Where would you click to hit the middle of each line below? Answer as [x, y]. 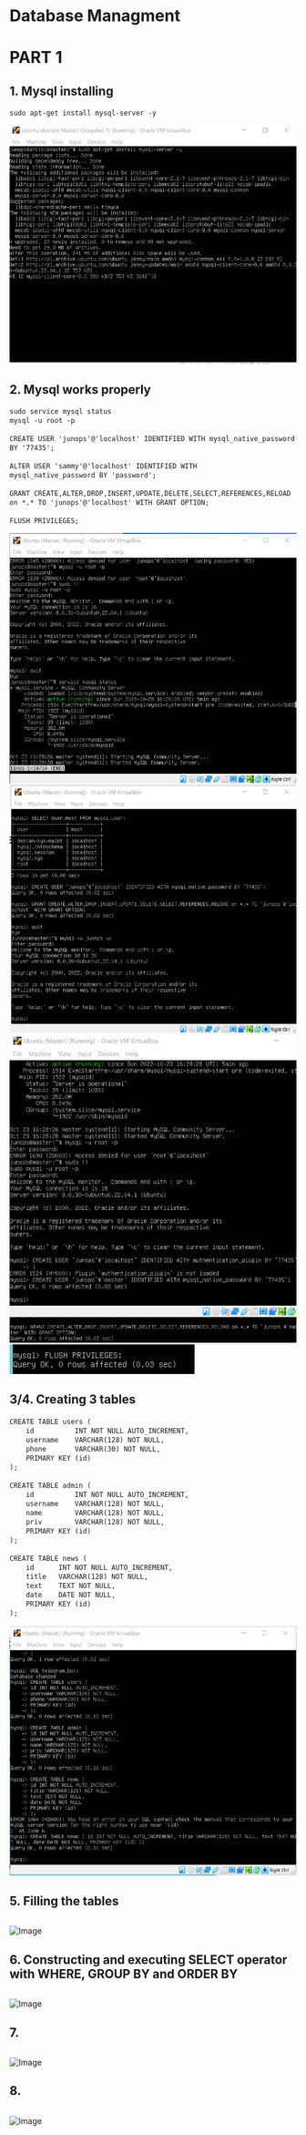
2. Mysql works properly [81, 390]
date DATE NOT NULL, [71, 1595]
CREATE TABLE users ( [51, 1422]
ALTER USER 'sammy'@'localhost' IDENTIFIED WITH [103, 467]
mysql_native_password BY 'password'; [83, 476]
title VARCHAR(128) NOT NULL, [87, 1576]
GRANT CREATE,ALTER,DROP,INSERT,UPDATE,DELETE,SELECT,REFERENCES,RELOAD [150, 494]
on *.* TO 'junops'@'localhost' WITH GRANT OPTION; [109, 503]
